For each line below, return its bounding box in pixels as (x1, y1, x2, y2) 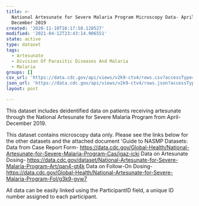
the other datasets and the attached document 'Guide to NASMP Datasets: (6, 137, 188, 144)
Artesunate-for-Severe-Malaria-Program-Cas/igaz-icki (6, 150, 140, 157)
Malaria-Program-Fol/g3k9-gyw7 (6, 175, 88, 182)
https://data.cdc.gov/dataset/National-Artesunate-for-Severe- (27, 156, 179, 163)
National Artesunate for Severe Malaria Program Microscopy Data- (11, 14, 179, 20)
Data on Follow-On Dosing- (85, 162, 153, 169)
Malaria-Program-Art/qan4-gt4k (6, 162, 85, 169)
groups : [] (6, 69, 33, 75)
